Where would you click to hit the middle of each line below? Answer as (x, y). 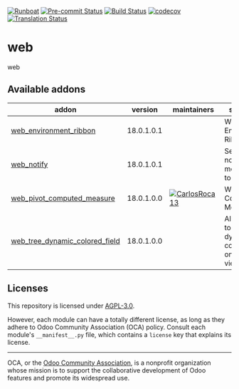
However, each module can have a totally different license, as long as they (116, 319)
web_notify (30, 164)
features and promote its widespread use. (69, 378)
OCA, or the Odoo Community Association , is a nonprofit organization (109, 363)
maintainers (193, 109)
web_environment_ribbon (53, 130)
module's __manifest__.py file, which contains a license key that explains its (119, 334)
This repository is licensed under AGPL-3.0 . (71, 306)
